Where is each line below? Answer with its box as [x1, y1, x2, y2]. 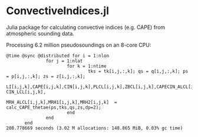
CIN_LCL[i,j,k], [6, 89, 46, 95]
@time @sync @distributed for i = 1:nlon [6, 53, 110, 58]
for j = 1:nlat [45, 58, 83, 64]
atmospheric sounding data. [6, 30, 75, 37]
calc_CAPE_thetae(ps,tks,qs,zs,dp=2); [6, 105, 101, 110]
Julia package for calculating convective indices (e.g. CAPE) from [6, 24, 166, 31]
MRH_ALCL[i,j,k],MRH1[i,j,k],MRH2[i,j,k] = [6, 99, 117, 105]
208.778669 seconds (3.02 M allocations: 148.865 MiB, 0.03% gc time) [6, 125, 183, 131]
